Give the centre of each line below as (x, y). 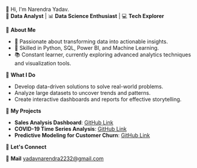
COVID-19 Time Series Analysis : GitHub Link (70, 129)
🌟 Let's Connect (26, 147)
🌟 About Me (21, 30)
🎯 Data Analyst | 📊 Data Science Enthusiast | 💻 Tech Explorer (85, 16)
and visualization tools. (43, 63)
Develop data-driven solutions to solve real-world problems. (89, 86)
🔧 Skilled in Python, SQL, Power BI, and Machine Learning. (86, 48)
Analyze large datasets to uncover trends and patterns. (82, 93)
